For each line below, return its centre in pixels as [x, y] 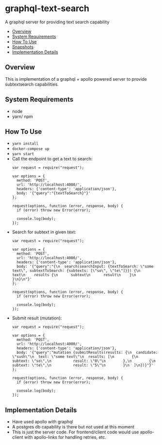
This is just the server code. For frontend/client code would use [75, 432]
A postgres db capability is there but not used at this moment [73, 427]
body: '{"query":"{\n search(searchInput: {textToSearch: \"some [85, 267]
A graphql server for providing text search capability [57, 22]
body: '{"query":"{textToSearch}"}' [54, 193]
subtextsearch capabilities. [32, 84]
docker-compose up [31, 149]
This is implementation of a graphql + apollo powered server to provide [76, 79]
